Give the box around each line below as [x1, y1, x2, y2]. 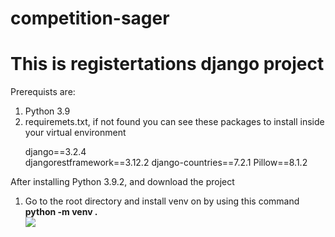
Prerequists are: [10, 86, 76, 98]
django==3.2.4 [24, 146, 87, 158]
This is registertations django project [10, 53, 325, 76]
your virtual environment [24, 127, 127, 139]
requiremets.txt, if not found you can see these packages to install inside [24, 116, 325, 128]
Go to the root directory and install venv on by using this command [24, 195, 300, 207]
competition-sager [10, 7, 170, 30]
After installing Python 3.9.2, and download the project [10, 176, 235, 188]
